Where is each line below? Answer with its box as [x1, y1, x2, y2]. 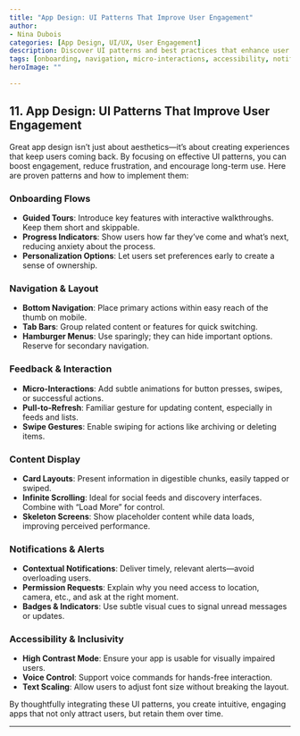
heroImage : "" [9, 63, 62, 72]
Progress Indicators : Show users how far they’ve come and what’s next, [21, 231, 289, 242]
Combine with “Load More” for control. [21, 501, 165, 512]
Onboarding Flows [9, 192, 91, 205]
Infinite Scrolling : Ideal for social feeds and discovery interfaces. [21, 492, 262, 503]
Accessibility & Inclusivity [9, 633, 125, 646]
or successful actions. [21, 392, 104, 403]
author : [9, 21, 38, 30]
